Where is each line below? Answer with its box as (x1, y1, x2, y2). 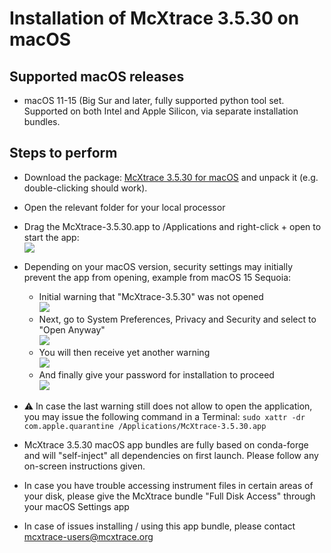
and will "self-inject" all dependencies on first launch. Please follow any (23, 449, 319, 461)
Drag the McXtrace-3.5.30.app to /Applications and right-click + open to (23, 220, 322, 232)
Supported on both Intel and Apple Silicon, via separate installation (23, 105, 299, 117)
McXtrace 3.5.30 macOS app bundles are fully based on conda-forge (23, 438, 309, 451)
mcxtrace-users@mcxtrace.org (23, 530, 154, 542)
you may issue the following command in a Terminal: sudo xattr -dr (23, 410, 306, 422)
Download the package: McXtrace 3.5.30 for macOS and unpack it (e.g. (23, 171, 319, 183)
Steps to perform (9, 145, 118, 162)
